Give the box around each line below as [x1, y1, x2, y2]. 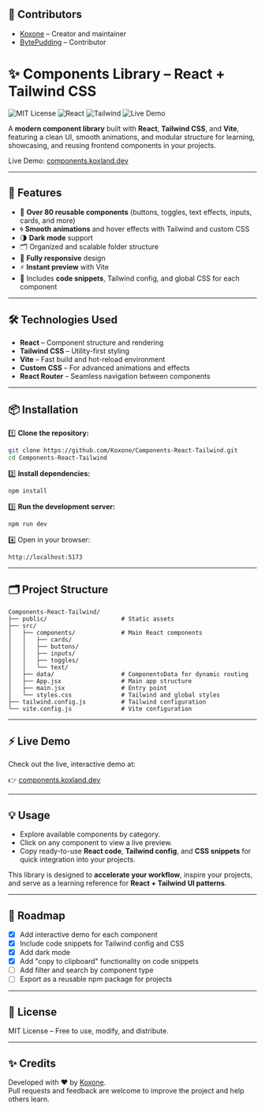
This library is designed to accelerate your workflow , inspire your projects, [8, 870, 253, 880]
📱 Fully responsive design [19, 253, 106, 262]
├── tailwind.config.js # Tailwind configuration [8, 697, 207, 706]
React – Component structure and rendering [19, 338, 164, 348]
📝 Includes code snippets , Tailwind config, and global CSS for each [19, 274, 241, 283]
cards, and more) [19, 215, 77, 225]
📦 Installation [8, 402, 79, 416]
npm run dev [8, 519, 47, 528]
